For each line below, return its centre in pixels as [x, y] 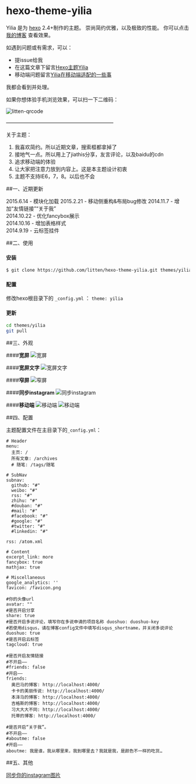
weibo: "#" [24, 491]
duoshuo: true [23, 634]
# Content [18, 552]
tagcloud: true [24, 645]
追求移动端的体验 [35, 162]
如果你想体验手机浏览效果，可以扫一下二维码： [62, 99]
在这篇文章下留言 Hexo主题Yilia [51, 67]
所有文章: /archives [34, 459]
